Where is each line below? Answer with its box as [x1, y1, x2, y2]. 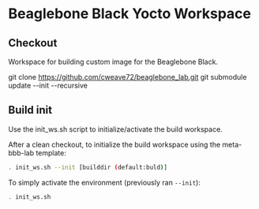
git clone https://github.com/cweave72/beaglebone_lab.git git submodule [8, 73, 247, 81]
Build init [8, 103, 53, 117]
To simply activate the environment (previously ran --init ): [8, 177, 201, 187]
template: [35, 147, 67, 158]
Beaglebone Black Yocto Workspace [8, 5, 251, 23]
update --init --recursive [8, 80, 88, 90]
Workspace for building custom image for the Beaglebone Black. [8, 57, 219, 66]
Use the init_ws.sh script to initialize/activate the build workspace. [8, 124, 223, 134]
